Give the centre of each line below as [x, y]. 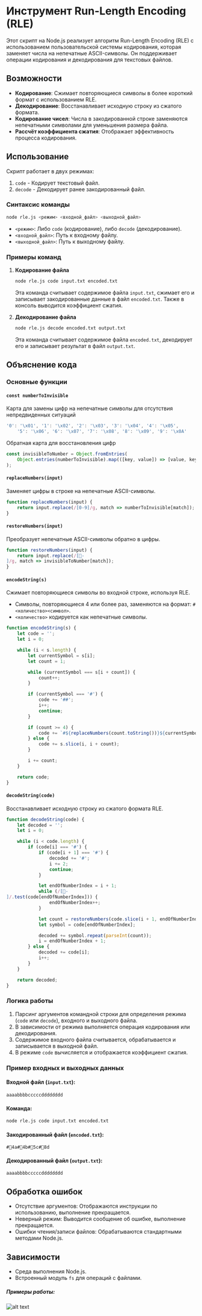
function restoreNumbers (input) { [50, 550]
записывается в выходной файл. [57, 1046]
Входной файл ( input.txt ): [41, 1082]
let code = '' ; [36, 634]
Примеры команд [34, 257]
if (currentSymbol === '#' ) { [66, 694]
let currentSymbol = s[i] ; [62, 656]
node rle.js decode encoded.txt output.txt [70, 328]
